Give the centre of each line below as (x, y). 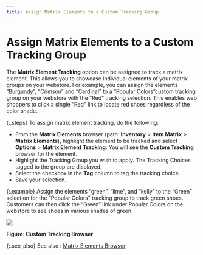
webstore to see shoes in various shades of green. (70, 211)
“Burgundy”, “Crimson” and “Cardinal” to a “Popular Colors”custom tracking (101, 91)
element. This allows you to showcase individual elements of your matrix (97, 78)
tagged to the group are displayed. (58, 166)
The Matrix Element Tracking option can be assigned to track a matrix (95, 72)
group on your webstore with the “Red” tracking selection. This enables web (102, 97)
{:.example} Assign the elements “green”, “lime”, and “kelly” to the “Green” (99, 191)
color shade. (22, 111)
